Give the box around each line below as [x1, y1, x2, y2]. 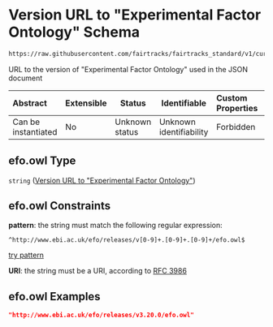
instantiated [12, 126, 58, 137]
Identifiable [161, 97, 207, 109]
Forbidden [216, 121, 256, 132]
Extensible [64, 97, 107, 109]
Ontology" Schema [8, 23, 141, 41]
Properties [216, 102, 258, 114]
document [8, 73, 43, 83]
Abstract [12, 97, 47, 109]
